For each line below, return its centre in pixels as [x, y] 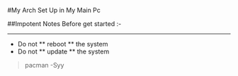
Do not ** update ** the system [63, 51]
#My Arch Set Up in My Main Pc [54, 10]
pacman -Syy [44, 65]
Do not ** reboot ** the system [63, 44]
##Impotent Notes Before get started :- [64, 24]
